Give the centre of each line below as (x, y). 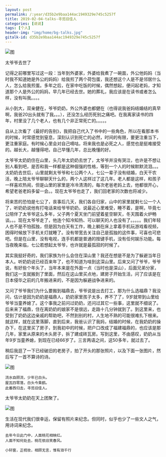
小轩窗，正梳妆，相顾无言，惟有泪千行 (38, 450)
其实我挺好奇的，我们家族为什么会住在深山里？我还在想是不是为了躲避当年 (81, 255)
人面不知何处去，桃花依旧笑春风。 (35, 441)
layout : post (19, 10)
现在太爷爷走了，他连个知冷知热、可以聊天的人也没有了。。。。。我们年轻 (89, 220)
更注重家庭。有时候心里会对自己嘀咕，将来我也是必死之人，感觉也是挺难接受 (83, 143)
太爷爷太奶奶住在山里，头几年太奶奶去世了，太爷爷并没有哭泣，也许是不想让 (83, 160)
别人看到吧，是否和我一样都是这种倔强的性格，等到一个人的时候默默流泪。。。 (83, 166)
